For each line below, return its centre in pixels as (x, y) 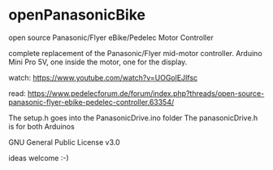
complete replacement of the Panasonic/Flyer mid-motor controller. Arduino (135, 53)
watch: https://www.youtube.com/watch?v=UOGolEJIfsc (103, 77)
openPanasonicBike (77, 15)
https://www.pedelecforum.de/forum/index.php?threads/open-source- (146, 93)
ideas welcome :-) (39, 158)
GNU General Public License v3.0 (64, 142)
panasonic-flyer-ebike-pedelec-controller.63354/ (91, 102)
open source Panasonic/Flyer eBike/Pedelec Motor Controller (111, 37)
